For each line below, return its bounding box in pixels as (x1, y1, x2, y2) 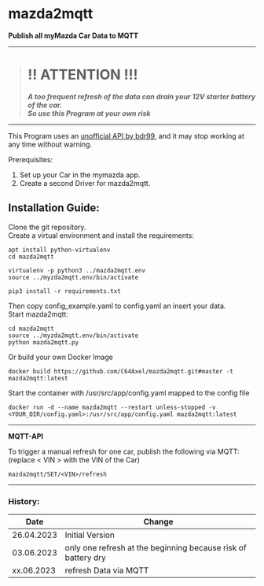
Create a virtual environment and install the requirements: (8, 230, 195, 240)
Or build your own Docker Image (8, 352, 114, 362)
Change (143, 516, 174, 527)
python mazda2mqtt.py (8, 338, 79, 347)
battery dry (64, 552, 106, 563)
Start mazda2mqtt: (8, 309, 69, 319)
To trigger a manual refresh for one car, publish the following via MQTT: (8, 447, 240, 456)
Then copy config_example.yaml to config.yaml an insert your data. (8, 301, 226, 310)
